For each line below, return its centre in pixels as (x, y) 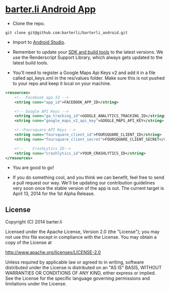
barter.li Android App (51, 9)
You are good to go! (33, 168)
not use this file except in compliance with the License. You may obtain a (81, 237)
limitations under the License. (36, 284)
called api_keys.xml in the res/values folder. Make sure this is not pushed (89, 78)
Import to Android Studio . (39, 42)
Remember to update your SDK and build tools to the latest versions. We (88, 52)
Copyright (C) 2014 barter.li (34, 222)
